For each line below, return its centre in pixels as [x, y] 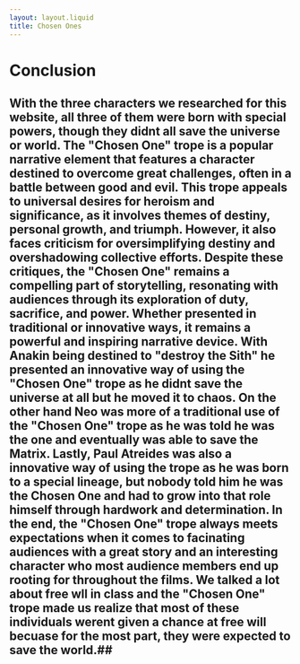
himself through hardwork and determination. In [146, 510]
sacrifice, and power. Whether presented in [133, 314]
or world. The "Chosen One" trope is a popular [141, 146]
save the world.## [61, 650]
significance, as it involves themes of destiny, [140, 216]
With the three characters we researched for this [148, 104]
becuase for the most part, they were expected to [150, 637]
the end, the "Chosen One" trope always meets [144, 524]
